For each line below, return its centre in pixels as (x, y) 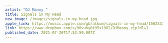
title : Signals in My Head (33, 14)
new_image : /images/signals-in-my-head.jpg (51, 19)
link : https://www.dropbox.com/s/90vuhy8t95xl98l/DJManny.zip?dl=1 (77, 28)
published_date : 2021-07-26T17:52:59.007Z (50, 33)
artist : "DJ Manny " (27, 10)
